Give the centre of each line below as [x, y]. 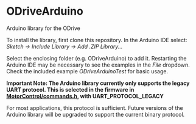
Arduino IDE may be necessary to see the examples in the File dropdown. [98, 65]
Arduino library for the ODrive [44, 28]
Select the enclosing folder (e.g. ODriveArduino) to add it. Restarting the [96, 58]
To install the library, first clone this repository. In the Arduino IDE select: [97, 40]
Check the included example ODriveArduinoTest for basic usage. [87, 71]
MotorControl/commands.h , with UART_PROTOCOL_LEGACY [85, 96]
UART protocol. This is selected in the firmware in [70, 89]
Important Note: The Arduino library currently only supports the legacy [98, 83]
